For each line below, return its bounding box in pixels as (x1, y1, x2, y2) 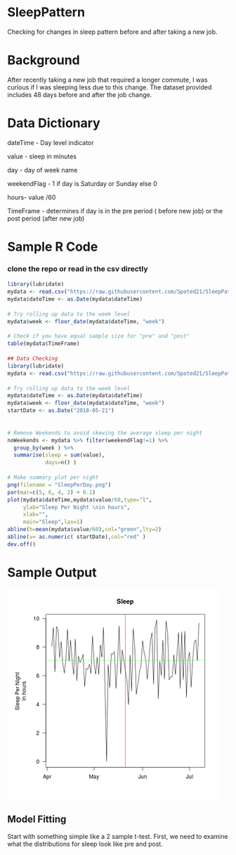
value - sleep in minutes (7, 152, 77, 161)
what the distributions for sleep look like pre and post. (7, 840, 163, 848)
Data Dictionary (7, 116, 100, 131)
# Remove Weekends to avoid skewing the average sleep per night (7, 429, 202, 437)
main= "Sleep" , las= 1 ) (22, 518, 83, 525)
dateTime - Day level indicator (7, 138, 94, 146)
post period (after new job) (7, 214, 85, 223)
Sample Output (7, 564, 97, 580)
